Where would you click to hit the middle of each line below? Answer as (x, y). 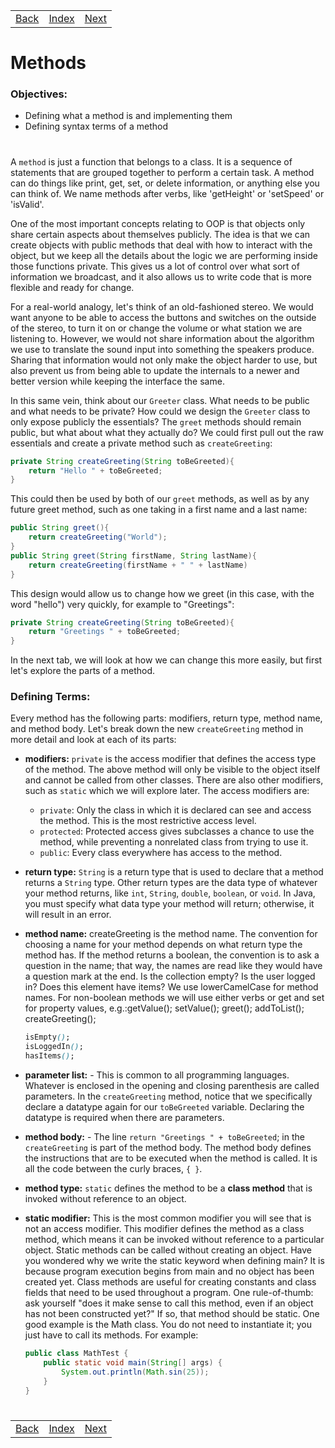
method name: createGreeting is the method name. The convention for (171, 934)
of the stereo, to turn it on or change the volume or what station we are (156, 328)
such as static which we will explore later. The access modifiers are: (167, 791)
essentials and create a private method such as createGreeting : (141, 443)
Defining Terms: (50, 697)
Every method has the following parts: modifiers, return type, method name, (166, 718)
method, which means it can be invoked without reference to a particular (174, 1240)
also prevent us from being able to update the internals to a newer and (155, 370)
